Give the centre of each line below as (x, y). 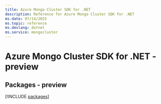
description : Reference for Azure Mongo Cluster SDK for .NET (70, 14)
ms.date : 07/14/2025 (26, 19)
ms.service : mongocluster (31, 32)
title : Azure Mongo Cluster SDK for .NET (48, 10)
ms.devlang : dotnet (25, 28)
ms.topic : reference (26, 23)
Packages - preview (36, 85)
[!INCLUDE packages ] (27, 96)
